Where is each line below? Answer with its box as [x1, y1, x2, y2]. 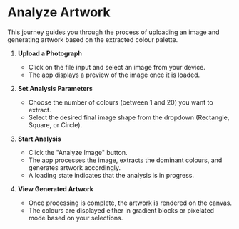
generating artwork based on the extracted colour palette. [7, 35, 178, 43]
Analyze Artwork [7, 4, 111, 21]
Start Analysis [17, 134, 61, 143]
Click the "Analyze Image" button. [28, 148, 128, 156]
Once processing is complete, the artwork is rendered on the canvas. [28, 198, 233, 207]
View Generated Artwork [17, 184, 94, 193]
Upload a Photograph [17, 49, 83, 58]
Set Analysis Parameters [17, 84, 93, 92]
